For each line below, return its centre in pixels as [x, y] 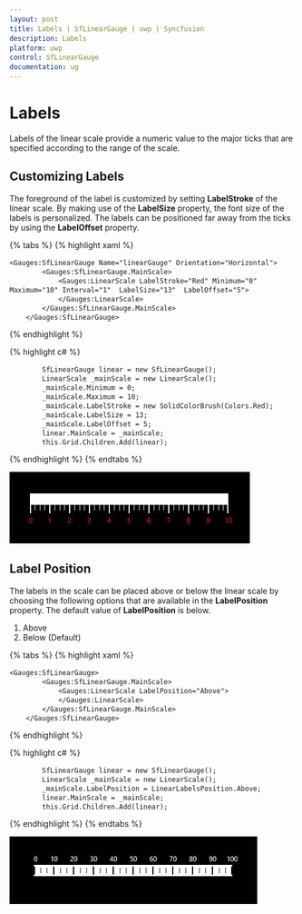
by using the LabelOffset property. [74, 227]
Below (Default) [52, 637]
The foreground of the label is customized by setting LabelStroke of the [144, 198]
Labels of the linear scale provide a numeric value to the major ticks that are [151, 138]
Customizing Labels [67, 177]
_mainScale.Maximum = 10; [91, 397]
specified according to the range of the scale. [95, 148]
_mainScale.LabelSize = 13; [95, 415]
